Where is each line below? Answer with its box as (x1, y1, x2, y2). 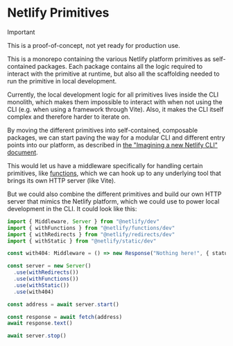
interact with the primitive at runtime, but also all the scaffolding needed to (7, 69, 220, 78)
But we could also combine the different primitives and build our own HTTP (7, 190, 222, 198)
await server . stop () (7, 332, 67, 340)
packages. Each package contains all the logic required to (37, 62, 203, 70)
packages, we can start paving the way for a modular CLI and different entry (7, 133, 225, 142)
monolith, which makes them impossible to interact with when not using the (7, 97, 223, 106)
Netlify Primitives (7, 5, 110, 21)
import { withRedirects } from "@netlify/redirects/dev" (7, 231, 175, 238)
